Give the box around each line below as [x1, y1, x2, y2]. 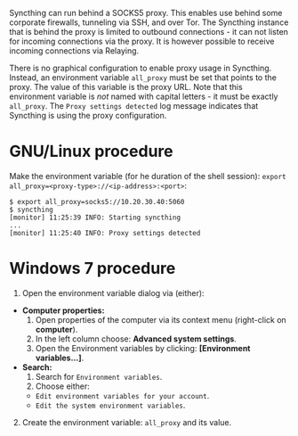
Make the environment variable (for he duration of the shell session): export [9, 170, 286, 181]
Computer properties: [21, 305, 105, 316]
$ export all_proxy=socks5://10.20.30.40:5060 [9, 197, 185, 206]
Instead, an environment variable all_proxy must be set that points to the [9, 72, 278, 83]
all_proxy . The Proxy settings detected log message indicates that [9, 101, 259, 111]
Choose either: [35, 381, 91, 391]
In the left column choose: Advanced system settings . [35, 333, 238, 344]
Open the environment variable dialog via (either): [21, 287, 205, 298]
